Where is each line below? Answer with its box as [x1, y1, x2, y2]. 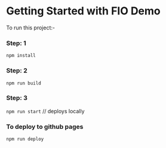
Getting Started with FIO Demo [6, 4, 161, 18]
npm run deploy [6, 136, 44, 142]
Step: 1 [6, 39, 26, 47]
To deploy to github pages [6, 122, 84, 131]
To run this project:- [6, 24, 56, 31]
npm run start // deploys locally [6, 107, 85, 114]
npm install [6, 53, 36, 59]
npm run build [6, 80, 42, 86]
